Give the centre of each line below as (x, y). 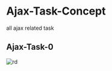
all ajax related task (30, 28)
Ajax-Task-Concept (56, 11)
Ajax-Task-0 (30, 47)
